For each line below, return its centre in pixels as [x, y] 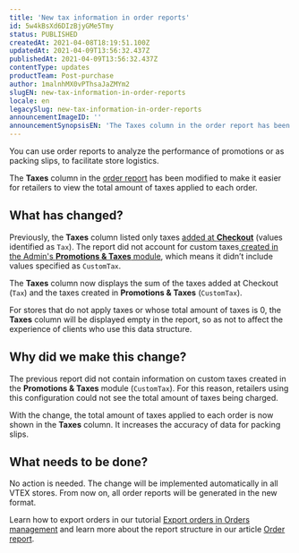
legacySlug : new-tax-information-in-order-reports [106, 109]
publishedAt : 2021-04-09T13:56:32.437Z [84, 59]
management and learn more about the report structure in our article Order [147, 530]
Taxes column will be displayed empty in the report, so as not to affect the [146, 319]
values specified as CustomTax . [65, 266]
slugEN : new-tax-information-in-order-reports [98, 92]
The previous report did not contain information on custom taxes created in [148, 379]
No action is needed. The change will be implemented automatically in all [144, 483]
